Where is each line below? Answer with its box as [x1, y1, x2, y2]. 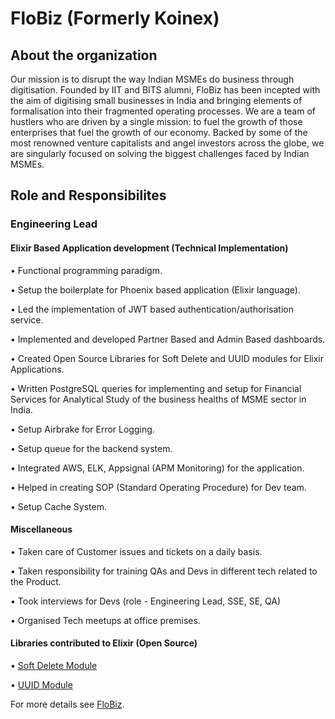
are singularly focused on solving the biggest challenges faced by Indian [10, 148, 310, 159]
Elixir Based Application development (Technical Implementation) [10, 242, 289, 254]
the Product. [10, 575, 62, 587]
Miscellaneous [10, 523, 73, 536]
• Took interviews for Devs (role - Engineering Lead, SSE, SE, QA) [10, 595, 282, 607]
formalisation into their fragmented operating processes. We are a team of [10, 105, 317, 117]
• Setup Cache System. [10, 500, 107, 512]
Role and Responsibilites [10, 187, 167, 204]
